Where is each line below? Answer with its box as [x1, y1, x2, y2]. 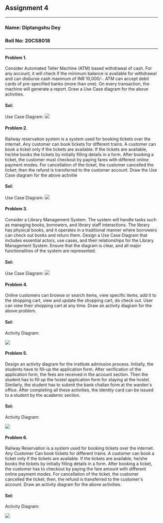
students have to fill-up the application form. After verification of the [5, 366, 142, 372]
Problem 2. [5, 125, 28, 131]
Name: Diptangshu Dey [5, 24, 61, 31]
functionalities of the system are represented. [5, 248, 96, 254]
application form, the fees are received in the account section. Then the [5, 371, 148, 377]
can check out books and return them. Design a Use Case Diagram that [5, 232, 148, 238]
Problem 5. [5, 350, 28, 356]
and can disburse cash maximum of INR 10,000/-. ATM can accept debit [5, 76, 149, 82]
